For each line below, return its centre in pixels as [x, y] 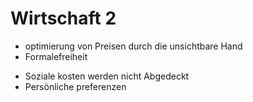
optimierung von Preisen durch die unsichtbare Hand [133, 46]
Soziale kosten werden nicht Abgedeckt [107, 76]
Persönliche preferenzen [75, 86]
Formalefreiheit [56, 56]
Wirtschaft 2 [63, 18]
